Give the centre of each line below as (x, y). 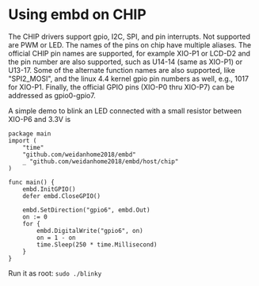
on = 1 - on (57, 238)
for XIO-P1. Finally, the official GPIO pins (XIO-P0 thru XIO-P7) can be (122, 87)
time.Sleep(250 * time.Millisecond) (97, 244)
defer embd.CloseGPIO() (62, 196)
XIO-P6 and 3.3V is (40, 119)
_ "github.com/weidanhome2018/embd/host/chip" (101, 161)
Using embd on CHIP (77, 15)
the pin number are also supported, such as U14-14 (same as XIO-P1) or (126, 62)
